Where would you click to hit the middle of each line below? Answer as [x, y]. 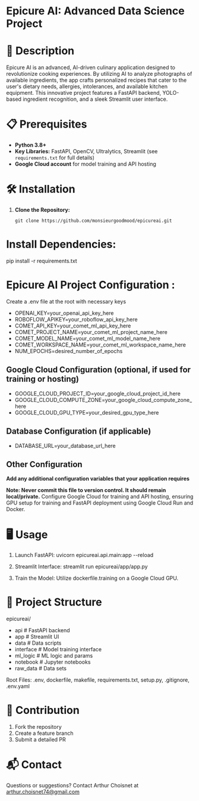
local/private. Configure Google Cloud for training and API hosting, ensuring [100, 497]
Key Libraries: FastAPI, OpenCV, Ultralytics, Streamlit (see [86, 151]
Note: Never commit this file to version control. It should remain [86, 490]
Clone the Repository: [42, 210]
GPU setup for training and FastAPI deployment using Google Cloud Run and [100, 503]
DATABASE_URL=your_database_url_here [65, 446]
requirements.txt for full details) [55, 158]
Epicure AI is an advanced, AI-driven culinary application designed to [91, 67]
